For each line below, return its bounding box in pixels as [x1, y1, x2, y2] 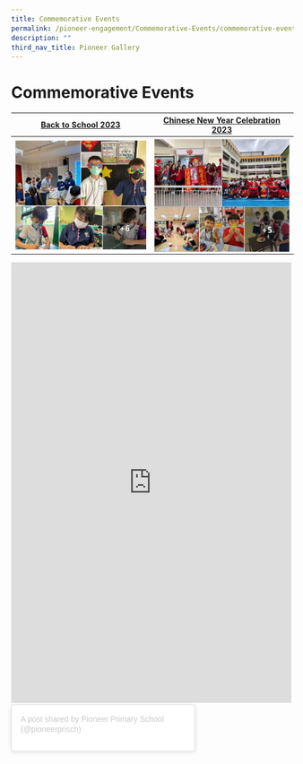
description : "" [11, 33, 72, 42]
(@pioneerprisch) [21, 725, 82, 734]
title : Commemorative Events [11, 14, 120, 23]
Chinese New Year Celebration [162, 115, 281, 126]
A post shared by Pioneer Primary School [21, 714, 165, 725]
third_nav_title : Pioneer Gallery [11, 43, 141, 52]
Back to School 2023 [40, 119, 121, 130]
